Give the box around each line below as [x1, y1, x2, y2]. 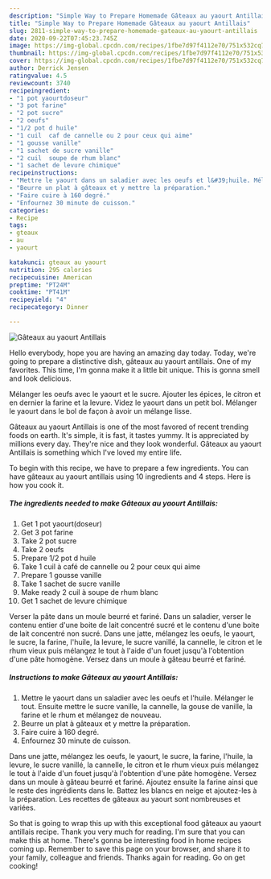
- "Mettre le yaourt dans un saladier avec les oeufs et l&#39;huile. [9, 176, 251, 185]
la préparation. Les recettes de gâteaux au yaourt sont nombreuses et [9, 794, 240, 803]
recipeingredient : [9, 86, 71, 95]
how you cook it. [9, 480, 64, 489]
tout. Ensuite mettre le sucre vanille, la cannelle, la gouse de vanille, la [20, 701, 253, 711]
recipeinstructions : [9, 169, 79, 177]
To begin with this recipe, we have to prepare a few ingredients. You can [9, 463, 248, 473]
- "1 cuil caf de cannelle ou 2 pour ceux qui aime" [9, 131, 194, 139]
